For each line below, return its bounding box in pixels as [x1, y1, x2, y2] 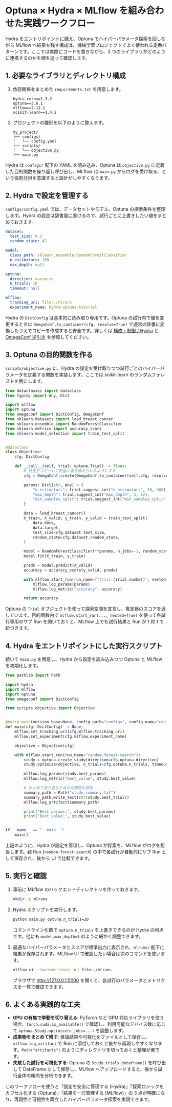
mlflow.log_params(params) [32, 582, 91, 587]
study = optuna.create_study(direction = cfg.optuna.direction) [24, 757, 159, 762]
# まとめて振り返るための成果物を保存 [24, 785, 93, 791]
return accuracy [24, 596, 58, 601]
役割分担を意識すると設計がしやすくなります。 [14, 174, 113, 181]
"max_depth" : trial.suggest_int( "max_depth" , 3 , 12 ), [32, 492, 150, 497]
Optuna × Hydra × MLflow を [5, 5, 128, 16]
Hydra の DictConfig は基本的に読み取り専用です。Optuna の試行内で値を [5, 314, 160, 320]
